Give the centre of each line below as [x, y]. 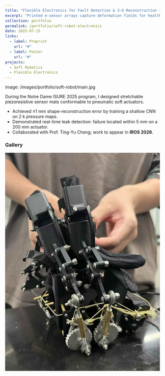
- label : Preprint [28, 42]
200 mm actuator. [30, 127]
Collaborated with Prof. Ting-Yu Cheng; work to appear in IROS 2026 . [83, 132]
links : [12, 36]
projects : [15, 62]
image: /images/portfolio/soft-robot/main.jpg [50, 87]
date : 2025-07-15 [23, 31]
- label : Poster [26, 52]
